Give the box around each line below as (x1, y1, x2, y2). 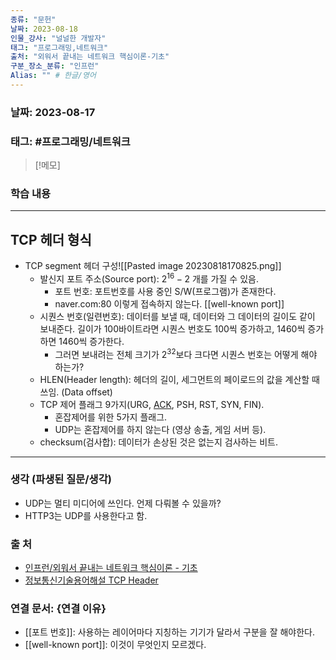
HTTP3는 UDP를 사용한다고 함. (24, 509, 148, 521)
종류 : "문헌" (10, 14, 57, 25)
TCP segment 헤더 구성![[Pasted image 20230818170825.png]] (24, 260, 282, 272)
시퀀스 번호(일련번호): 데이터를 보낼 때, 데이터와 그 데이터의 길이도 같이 (39, 310, 316, 322)
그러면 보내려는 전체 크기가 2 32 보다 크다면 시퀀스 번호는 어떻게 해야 (54, 346, 318, 360)
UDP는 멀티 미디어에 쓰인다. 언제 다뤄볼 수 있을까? (24, 497, 222, 509)
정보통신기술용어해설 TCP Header (24, 574, 159, 586)
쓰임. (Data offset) (39, 386, 113, 398)
